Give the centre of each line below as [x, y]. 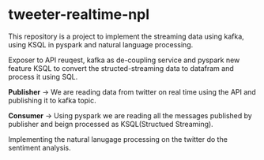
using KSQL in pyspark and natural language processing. [101, 44]
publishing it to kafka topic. [52, 100]
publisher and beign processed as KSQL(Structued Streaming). [111, 124]
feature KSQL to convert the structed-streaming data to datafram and [121, 68]
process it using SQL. [43, 76]
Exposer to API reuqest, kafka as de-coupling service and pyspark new [124, 60]
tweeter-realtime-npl [79, 15]
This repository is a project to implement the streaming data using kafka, [126, 36]
